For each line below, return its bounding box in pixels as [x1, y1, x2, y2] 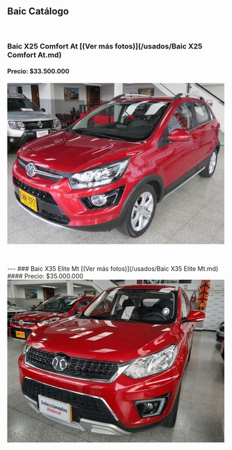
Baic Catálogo [7, 6, 69, 17]
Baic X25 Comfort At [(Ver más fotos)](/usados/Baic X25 [7, 41, 203, 51]
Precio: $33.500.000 [7, 67, 69, 76]
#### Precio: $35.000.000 [7, 272, 83, 280]
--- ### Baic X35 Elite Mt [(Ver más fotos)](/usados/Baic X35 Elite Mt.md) [7, 264, 219, 273]
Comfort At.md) [7, 50, 63, 60]
